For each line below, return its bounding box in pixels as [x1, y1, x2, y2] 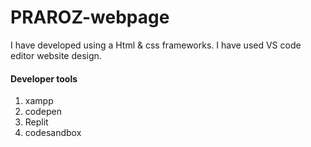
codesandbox [24, 127, 82, 139]
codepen [24, 106, 62, 118]
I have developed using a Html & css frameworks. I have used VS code [10, 39, 302, 51]
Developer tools [10, 72, 78, 85]
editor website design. [10, 49, 102, 61]
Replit [24, 116, 49, 128]
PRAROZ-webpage [10, 6, 170, 29]
